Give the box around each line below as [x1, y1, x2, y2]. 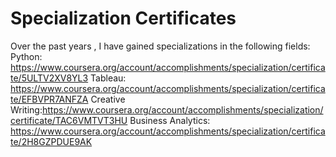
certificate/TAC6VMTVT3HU [10, 114, 128, 126]
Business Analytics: [129, 114, 211, 126]
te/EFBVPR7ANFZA [10, 93, 89, 105]
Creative [90, 93, 126, 105]
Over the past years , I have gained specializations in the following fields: [10, 40, 311, 52]
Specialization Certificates [10, 7, 237, 30]
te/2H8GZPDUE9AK [10, 135, 93, 147]
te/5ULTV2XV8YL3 [10, 72, 89, 84]
